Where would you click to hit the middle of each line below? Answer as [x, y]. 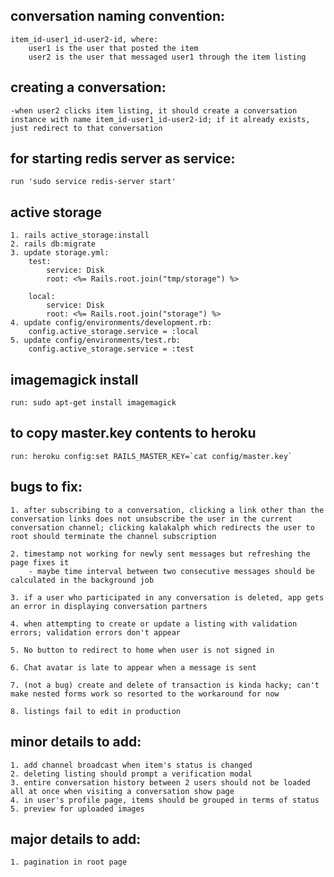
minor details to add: [76, 742]
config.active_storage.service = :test [111, 349]
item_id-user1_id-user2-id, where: [84, 39]
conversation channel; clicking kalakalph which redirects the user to [162, 527]
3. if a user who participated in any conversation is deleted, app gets [167, 597]
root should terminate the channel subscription [113, 536]
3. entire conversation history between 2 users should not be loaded [160, 782]
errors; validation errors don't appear [96, 632]
